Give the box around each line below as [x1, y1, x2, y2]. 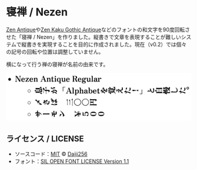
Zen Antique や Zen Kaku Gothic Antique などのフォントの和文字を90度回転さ [6, 26, 190, 33]
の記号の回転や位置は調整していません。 [6, 48, 104, 55]
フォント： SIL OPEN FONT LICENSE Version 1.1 [14, 158, 129, 165]
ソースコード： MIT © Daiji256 [14, 151, 88, 158]
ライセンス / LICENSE [6, 133, 84, 143]
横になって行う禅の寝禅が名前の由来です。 [6, 60, 109, 68]
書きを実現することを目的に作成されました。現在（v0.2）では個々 [26, 41, 187, 48]
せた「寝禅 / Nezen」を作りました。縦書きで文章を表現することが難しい [6, 33, 181, 40]
